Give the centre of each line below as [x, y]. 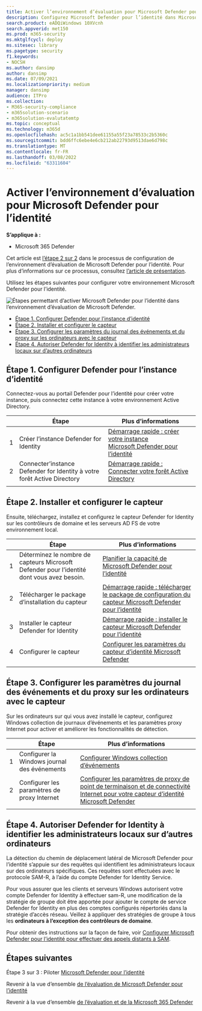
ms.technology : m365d [33, 129]
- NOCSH [16, 62]
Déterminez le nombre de [55, 554]
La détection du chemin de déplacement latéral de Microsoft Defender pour [100, 858]
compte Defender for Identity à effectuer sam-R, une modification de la [94, 895]
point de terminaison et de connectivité [135, 786]
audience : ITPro [26, 96]
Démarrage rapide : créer [143, 431]
